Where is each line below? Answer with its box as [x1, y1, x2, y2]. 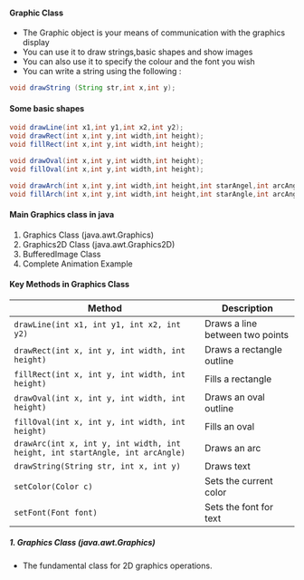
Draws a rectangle [204, 343, 282, 355]
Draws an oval [204, 391, 265, 403]
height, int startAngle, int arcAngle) [14, 447, 185, 458]
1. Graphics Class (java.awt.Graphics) [9, 537, 156, 548]
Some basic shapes [9, 102, 85, 113]
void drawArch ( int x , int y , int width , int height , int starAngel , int [9, 181, 270, 190]
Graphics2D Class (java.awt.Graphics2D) [22, 238, 176, 249]
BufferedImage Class [22, 248, 101, 259]
